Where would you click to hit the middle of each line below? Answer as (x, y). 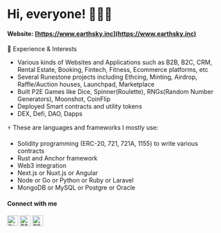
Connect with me (32, 203)
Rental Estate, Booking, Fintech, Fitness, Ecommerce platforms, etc (113, 70)
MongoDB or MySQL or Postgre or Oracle (76, 188)
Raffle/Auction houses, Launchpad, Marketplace (86, 84)
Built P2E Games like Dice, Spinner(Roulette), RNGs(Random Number (115, 92)
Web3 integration (42, 166)
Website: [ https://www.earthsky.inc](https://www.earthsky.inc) (102, 33)
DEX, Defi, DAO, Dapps (50, 114)
